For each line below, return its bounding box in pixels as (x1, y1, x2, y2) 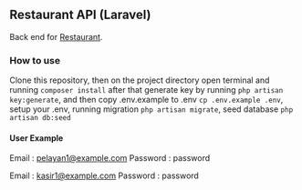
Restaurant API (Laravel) (9, 7, 152, 23)
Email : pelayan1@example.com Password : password (9, 153, 211, 164)
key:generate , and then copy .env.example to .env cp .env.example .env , (9, 95, 284, 105)
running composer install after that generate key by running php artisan (9, 85, 284, 95)
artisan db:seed (9, 114, 71, 123)
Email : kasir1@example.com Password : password (9, 170, 199, 181)
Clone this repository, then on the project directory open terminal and (9, 75, 270, 85)
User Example (9, 132, 64, 144)
